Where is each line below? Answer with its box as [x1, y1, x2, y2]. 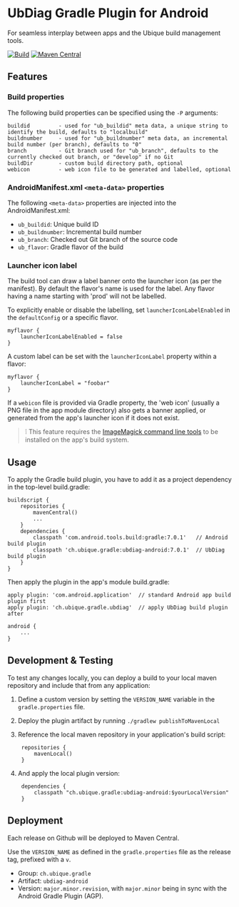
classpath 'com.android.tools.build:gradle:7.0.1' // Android [33, 534, 228, 542]
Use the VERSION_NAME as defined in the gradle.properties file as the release [7, 847, 231, 856]
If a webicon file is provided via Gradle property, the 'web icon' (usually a [7, 398, 220, 407]
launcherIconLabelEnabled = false [20, 333, 123, 340]
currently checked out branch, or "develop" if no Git [7, 153, 174, 161]
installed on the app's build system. [24, 435, 130, 444]
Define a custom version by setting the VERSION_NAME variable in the [17, 694, 215, 704]
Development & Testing [7, 654, 113, 667]
